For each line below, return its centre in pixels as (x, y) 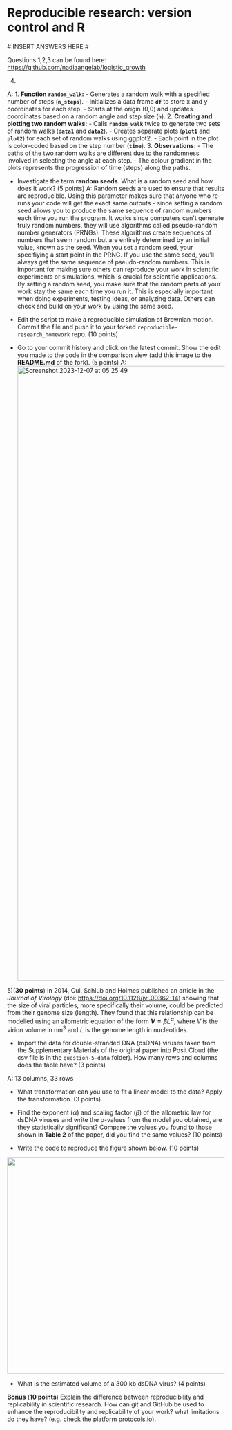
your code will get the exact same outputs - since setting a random (127, 203)
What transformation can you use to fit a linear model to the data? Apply (119, 1092)
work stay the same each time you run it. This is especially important (115, 291)
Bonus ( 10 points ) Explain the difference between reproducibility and (106, 1397)
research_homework (43, 334)
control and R (46, 27)
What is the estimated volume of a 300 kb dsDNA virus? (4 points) (111, 1384)
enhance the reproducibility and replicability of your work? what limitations (113, 1412)
